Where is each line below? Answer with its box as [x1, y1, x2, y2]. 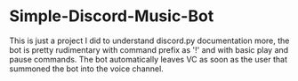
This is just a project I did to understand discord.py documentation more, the [9, 35, 290, 46]
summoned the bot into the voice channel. [9, 63, 165, 74]
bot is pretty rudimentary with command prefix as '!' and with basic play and [9, 44, 289, 55]
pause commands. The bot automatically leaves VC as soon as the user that [9, 54, 287, 64]
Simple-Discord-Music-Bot [9, 6, 214, 26]
